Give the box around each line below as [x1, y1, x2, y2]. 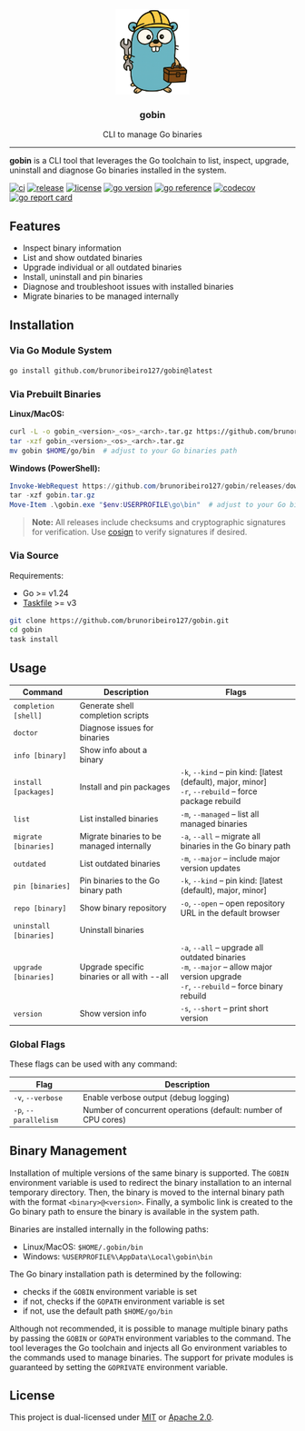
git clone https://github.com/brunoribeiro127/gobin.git [9, 616, 230, 625]
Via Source [9, 550, 59, 562]
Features [9, 218, 61, 234]
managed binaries [180, 818, 248, 829]
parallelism [13, 1116, 59, 1126]
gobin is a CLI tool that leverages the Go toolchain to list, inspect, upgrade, [9, 155, 290, 166]
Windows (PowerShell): [9, 462, 101, 473]
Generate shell [79, 700, 134, 711]
